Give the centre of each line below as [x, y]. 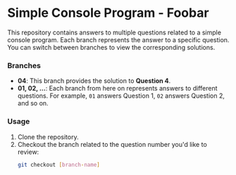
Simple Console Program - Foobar [108, 13]
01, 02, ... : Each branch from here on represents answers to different [117, 89]
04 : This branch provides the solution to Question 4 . [94, 81]
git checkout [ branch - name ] [58, 164]
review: [28, 152]
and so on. [33, 103]
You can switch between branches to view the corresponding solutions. [111, 47]
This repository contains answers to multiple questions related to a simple [114, 32]
